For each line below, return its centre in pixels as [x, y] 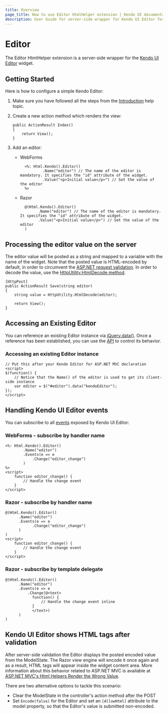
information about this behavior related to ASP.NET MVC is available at [78, 670]
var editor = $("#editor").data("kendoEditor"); [66, 386]
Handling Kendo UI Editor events [57, 410]
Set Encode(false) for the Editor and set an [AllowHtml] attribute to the [85, 700]
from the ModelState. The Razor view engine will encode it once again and [82, 660]
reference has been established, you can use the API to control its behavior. [83, 341]
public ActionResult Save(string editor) [49, 286]
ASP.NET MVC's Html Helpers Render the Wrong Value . [62, 676]
